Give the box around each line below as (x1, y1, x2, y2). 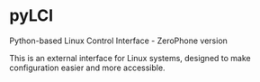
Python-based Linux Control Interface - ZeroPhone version (9, 35, 228, 46)
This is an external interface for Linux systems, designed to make (9, 52, 251, 63)
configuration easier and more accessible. (9, 62, 166, 73)
